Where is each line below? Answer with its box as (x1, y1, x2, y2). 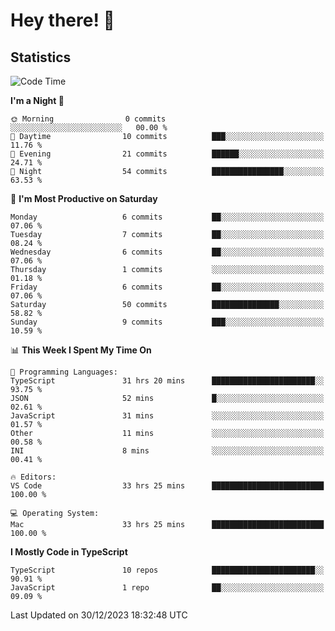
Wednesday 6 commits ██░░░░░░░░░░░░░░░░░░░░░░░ (10, 247, 325, 257)
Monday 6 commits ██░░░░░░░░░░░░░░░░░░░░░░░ (10, 212, 325, 222)
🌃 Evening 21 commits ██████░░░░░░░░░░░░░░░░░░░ (10, 149, 325, 159)
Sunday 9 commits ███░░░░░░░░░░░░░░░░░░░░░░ (10, 317, 325, 327)
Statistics (10, 49, 72, 66)
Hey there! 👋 (10, 9, 115, 32)
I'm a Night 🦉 (10, 95, 65, 106)
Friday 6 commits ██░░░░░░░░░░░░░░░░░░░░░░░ (10, 282, 325, 292)
